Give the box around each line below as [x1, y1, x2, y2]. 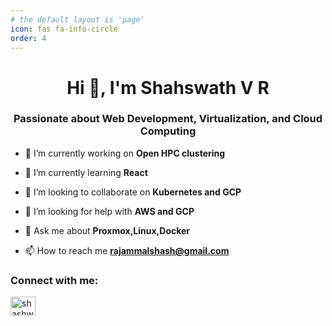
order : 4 [10, 33, 47, 43]
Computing [139, 124, 197, 138]
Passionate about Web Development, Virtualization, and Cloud [13, 112, 323, 126]
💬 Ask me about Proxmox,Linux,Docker [24, 224, 191, 236]
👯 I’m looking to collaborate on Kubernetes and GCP [24, 186, 242, 198]
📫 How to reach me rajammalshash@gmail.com [24, 244, 230, 256]
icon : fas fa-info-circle [10, 24, 118, 34]
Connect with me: [10, 273, 99, 287]
